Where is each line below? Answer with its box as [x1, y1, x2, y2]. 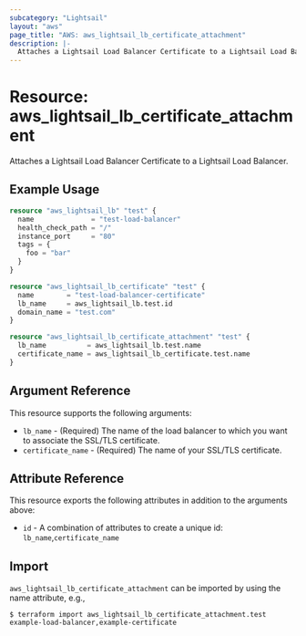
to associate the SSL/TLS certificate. [22, 434, 160, 445]
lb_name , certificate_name [22, 532, 120, 543]
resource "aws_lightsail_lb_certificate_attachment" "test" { [9, 332, 250, 342]
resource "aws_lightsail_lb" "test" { [9, 206, 157, 215]
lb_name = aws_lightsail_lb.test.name [17, 341, 202, 350]
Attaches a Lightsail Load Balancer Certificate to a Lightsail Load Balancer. [9, 156, 289, 167]
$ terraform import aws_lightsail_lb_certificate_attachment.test [9, 610, 267, 620]
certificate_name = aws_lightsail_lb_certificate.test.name [17, 349, 250, 359]
